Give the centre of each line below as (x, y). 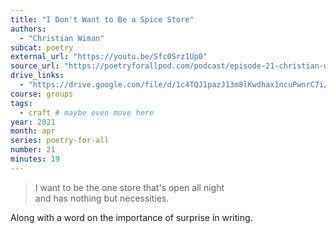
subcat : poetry (42, 47)
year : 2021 (33, 122)
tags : (21, 103)
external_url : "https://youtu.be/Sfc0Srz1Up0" (109, 57)
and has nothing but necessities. (102, 198)
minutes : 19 (35, 159)
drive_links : (37, 76)
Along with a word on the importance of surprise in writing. (131, 217)
